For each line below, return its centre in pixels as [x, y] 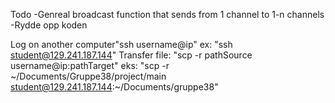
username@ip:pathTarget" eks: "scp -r [90, 65]
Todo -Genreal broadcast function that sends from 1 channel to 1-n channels [167, 14]
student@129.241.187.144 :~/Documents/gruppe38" [114, 87]
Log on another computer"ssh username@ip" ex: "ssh [121, 44]
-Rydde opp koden [49, 25]
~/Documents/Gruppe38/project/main [88, 76]
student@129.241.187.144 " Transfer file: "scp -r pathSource [131, 55]
